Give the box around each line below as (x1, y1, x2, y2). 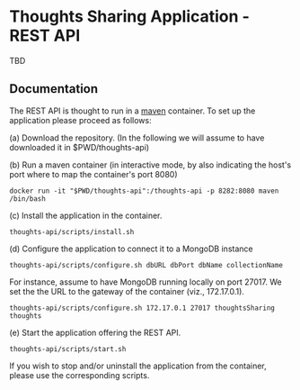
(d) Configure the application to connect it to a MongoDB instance (9, 243, 253, 254)
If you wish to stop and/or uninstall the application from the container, (9, 360, 267, 371)
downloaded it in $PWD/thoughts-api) (9, 141, 150, 152)
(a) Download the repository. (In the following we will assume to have (9, 132, 265, 143)
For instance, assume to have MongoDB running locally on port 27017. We (9, 277, 282, 287)
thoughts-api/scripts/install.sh (9, 227, 135, 236)
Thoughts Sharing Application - (9, 6, 250, 27)
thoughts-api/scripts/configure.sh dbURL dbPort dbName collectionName (9, 260, 283, 269)
